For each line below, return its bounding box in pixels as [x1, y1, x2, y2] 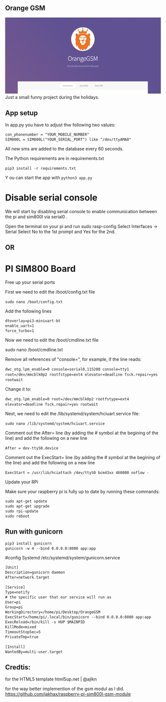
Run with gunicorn [5, 527, 63, 536]
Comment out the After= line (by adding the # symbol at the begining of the [5, 430, 159, 436]
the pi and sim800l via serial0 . [5, 214, 68, 220]
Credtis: [5, 663, 31, 671]
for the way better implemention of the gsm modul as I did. [5, 686, 124, 692]
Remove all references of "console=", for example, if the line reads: [5, 356, 142, 362]
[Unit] [5, 565, 19, 570]
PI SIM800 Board [5, 263, 76, 274]
